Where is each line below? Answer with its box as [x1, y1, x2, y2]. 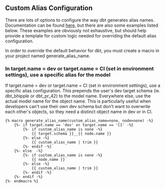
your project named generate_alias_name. [5, 53, 90, 59]
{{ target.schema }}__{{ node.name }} [31, 131, 112, 136]
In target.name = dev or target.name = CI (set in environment [5, 65, 154, 72]
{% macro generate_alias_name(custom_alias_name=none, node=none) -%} [5, 118, 154, 123]
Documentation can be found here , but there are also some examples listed [5, 22, 159, 28]
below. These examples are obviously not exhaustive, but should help [5, 27, 147, 34]
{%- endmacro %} [5, 179, 39, 184]
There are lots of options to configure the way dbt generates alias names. [5, 17, 155, 23]
